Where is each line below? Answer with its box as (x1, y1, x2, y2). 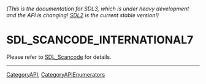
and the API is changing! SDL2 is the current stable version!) (6, 11, 159, 18)
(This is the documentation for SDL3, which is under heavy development (6, 5, 189, 12)
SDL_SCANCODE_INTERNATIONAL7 (6, 32, 194, 47)
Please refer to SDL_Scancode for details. (6, 53, 112, 61)
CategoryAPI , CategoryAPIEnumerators (6, 71, 105, 78)
